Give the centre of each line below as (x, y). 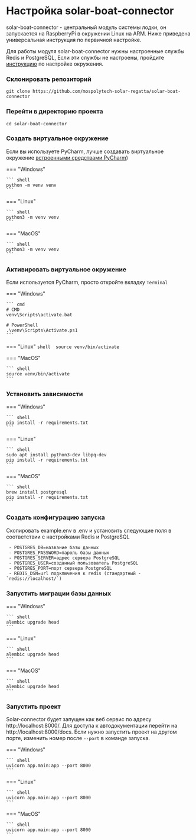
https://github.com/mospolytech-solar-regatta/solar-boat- (107, 92)
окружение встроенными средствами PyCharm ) (67, 157)
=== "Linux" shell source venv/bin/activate (63, 346)
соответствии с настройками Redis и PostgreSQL (68, 537)
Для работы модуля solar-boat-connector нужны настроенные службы (95, 51)
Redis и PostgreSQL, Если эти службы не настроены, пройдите (85, 57)
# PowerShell (22, 325)
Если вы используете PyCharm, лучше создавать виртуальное (85, 151)
